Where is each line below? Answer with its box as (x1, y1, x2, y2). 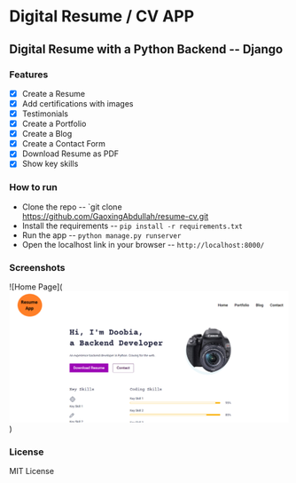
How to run (9, 181, 58, 194)
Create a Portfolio (21, 118, 87, 130)
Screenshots (9, 261, 66, 273)
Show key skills (21, 158, 79, 170)
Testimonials (21, 108, 69, 119)
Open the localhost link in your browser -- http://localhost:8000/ (21, 239, 265, 249)
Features (9, 68, 49, 81)
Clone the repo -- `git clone (21, 202, 122, 212)
